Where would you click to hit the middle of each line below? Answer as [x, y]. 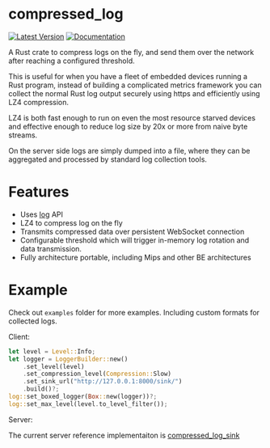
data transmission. [51, 248]
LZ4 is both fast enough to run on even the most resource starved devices [132, 117]
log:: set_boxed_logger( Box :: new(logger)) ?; [83, 397]
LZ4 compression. [38, 102]
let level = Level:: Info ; [52, 351]
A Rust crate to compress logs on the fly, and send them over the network [131, 52]
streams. [23, 135]
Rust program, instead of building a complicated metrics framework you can [135, 85]
